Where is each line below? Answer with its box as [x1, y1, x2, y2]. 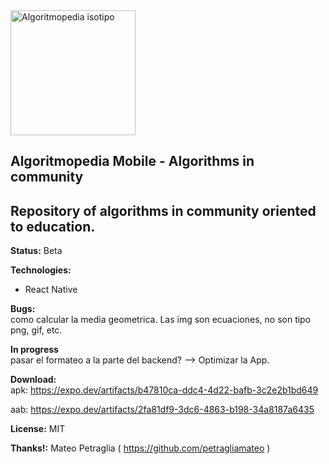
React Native [24, 284, 78, 296]
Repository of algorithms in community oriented [10, 202, 317, 219]
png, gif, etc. [10, 324, 63, 336]
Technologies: [10, 264, 72, 276]
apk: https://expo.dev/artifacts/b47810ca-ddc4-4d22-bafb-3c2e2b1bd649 [10, 384, 319, 396]
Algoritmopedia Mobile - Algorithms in [10, 153, 255, 170]
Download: [10, 374, 57, 386]
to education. [10, 218, 96, 235]
